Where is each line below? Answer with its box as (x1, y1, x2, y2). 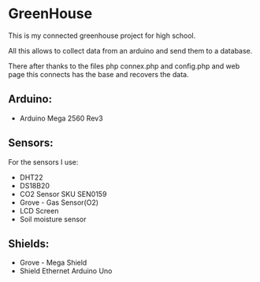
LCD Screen (19, 206, 59, 215)
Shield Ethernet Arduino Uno (19, 266, 113, 276)
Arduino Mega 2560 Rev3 (19, 113, 104, 123)
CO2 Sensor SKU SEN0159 (19, 189, 107, 199)
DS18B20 (19, 180, 50, 190)
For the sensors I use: (8, 157, 79, 166)
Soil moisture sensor (19, 214, 87, 224)
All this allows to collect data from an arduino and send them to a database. (8, 46, 253, 55)
